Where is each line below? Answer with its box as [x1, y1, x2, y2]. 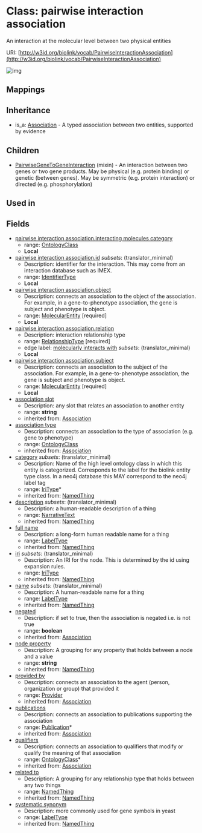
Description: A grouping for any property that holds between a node [24, 647, 193, 654]
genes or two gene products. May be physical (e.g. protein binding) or [14, 168, 190, 175]
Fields [6, 219, 30, 229]
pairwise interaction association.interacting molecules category [14, 235, 173, 242]
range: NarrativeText [24, 512, 75, 519]
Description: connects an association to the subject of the [24, 363, 168, 370]
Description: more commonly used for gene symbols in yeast [24, 807, 176, 815]
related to [14, 769, 39, 776]
